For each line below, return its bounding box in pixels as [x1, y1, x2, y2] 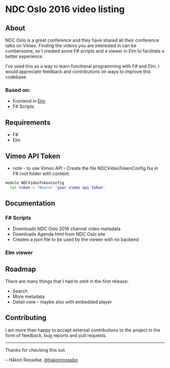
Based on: [5, 86, 31, 93]
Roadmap [5, 265, 36, 273]
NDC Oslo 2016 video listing [5, 4, 125, 15]
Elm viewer [5, 249, 33, 256]
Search [12, 288, 28, 295]
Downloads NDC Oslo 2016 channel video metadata [12, 226, 121, 232]
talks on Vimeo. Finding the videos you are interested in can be [5, 43, 137, 49]
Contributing [5, 313, 47, 322]
